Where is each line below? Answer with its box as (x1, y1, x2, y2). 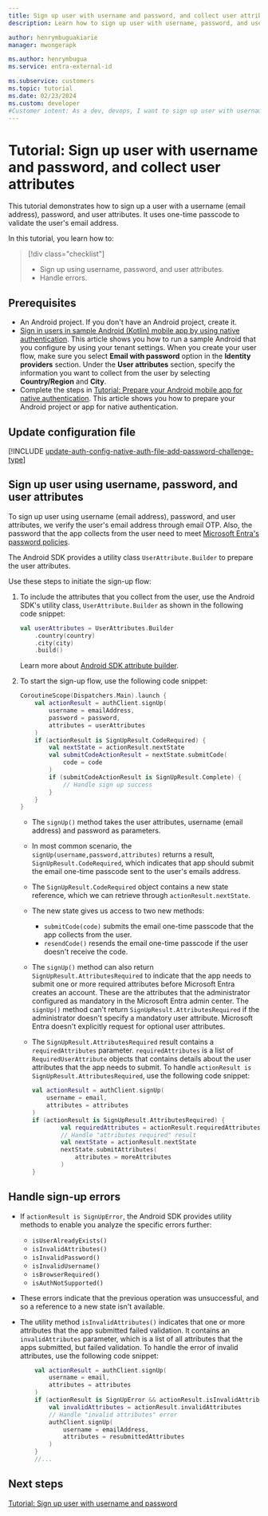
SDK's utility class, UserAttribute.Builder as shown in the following (19, 600, 243, 610)
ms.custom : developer (8, 99, 81, 108)
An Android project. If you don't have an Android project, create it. (19, 317, 238, 327)
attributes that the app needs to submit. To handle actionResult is (31, 1062, 252, 1073)
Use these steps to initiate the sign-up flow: (8, 576, 152, 586)
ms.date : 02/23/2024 (8, 92, 77, 100)
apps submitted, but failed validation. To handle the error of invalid (19, 1342, 238, 1352)
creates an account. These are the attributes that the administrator (31, 988, 250, 998)
